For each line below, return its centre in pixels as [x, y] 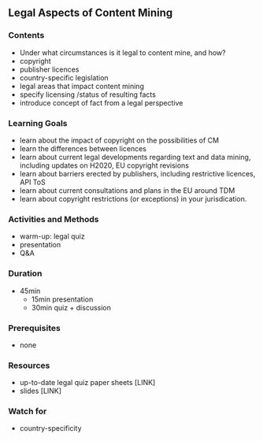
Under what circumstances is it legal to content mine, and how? [122, 52]
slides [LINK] [40, 391]
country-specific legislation [64, 77]
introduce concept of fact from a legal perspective [101, 102]
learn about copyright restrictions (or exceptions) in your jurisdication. [133, 198]
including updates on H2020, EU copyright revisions [104, 165]
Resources [29, 365]
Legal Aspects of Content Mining [91, 13]
